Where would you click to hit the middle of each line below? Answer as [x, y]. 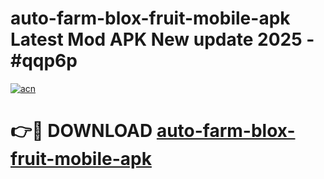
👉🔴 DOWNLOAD [81, 131]
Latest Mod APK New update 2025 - [162, 39]
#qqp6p [44, 61]
